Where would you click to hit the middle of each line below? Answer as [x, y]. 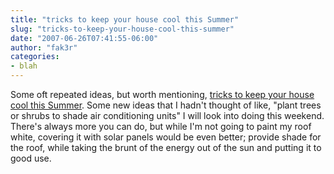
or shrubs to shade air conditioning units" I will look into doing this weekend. [167, 115]
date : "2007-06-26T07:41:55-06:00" [84, 38]
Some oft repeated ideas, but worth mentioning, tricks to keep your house [162, 94]
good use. [31, 158]
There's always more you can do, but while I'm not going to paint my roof [161, 126]
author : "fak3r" [44, 47]
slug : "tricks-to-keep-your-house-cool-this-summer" [122, 29]
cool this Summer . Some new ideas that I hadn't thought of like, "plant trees [166, 105]
